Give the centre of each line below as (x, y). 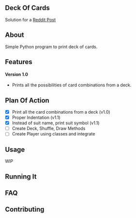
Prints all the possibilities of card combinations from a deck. (72, 85)
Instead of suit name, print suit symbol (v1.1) (56, 123)
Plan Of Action (27, 100)
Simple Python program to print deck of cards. (51, 47)
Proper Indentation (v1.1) (36, 117)
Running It (21, 176)
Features (19, 62)
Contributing (25, 210)
